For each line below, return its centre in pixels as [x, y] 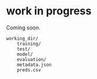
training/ [29, 44]
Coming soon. [23, 28]
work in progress [49, 11]
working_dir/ [22, 38]
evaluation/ [32, 59]
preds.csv [29, 70]
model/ [25, 54]
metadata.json [34, 65]
